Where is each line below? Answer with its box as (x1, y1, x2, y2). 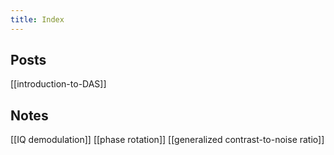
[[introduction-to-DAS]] (10, 78, 107, 90)
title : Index (10, 14, 65, 25)
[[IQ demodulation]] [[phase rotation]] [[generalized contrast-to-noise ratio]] (10, 134, 325, 146)
